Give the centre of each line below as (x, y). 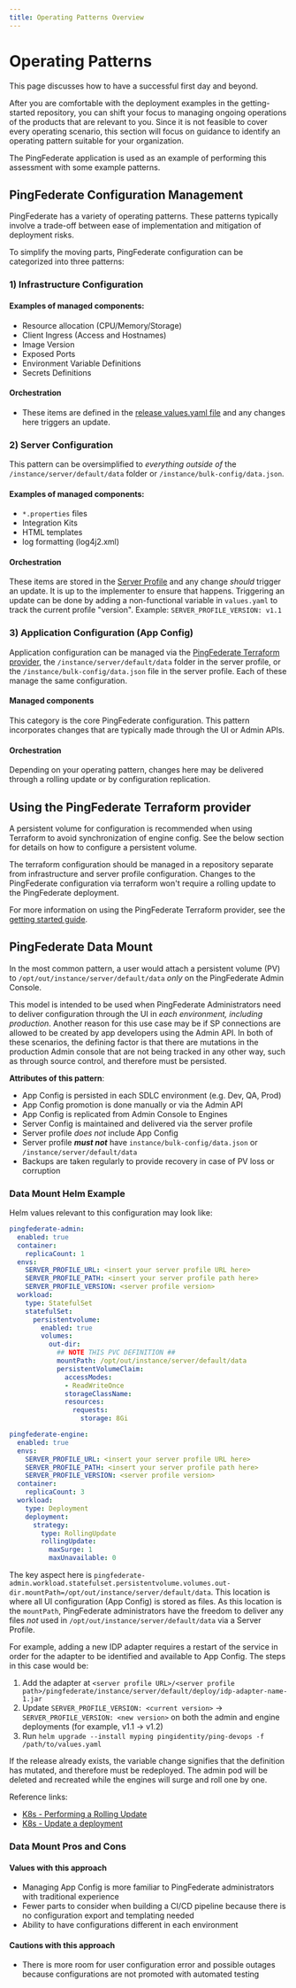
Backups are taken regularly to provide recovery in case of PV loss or (148, 1161)
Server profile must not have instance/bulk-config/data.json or (140, 1142)
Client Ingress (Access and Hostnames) (94, 335)
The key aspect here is (51, 1575)
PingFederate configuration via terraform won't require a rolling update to (143, 883)
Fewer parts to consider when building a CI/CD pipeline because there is (154, 1906)
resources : (84, 1402)
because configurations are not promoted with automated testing (140, 1974)
